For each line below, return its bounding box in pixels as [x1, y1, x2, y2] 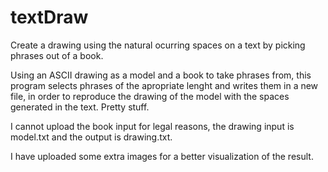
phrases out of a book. [10, 49, 104, 61]
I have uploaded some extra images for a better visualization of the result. [10, 150, 314, 162]
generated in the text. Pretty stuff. [10, 101, 150, 113]
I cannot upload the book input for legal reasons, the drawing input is [10, 120, 295, 132]
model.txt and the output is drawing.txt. [10, 131, 173, 143]
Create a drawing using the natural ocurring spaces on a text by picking [10, 39, 306, 51]
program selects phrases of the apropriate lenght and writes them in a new [10, 79, 319, 91]
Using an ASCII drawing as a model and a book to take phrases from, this [10, 69, 312, 81]
